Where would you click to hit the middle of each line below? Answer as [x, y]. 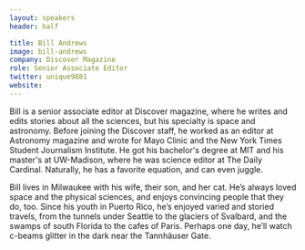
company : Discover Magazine [63, 60]
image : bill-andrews [49, 51]
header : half [34, 26]
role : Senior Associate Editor [69, 68]
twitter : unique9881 [49, 77]
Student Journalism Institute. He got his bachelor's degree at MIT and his [147, 150]
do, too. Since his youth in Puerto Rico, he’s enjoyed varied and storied [142, 206]
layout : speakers [42, 18]
